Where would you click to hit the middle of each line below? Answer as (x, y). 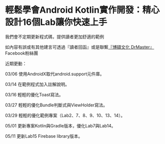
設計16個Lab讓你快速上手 (56, 22)
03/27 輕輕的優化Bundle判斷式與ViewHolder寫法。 (56, 105)
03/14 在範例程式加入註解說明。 (37, 84)
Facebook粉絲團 (22, 53)
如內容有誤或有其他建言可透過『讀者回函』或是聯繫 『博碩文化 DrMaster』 (80, 47)
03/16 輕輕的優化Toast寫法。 (34, 94)
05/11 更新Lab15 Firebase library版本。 (44, 136)
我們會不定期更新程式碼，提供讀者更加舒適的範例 (55, 37)
